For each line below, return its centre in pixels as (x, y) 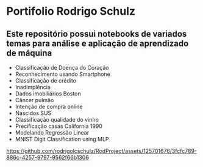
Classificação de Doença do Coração (62, 68)
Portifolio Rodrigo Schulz (71, 11)
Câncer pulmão (34, 100)
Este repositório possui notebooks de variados (97, 34)
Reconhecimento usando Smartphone (63, 74)
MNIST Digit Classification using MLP (62, 139)
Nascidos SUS (33, 113)
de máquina (29, 53)
